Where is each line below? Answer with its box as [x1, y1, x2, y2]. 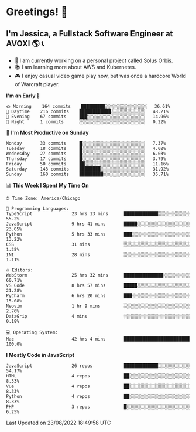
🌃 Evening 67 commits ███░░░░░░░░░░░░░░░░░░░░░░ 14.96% [6, 114, 169, 120]
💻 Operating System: [6, 329, 59, 335]
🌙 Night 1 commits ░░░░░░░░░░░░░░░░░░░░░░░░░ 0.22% [6, 119, 166, 125]
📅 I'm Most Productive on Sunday [6, 129, 89, 136]
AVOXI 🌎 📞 [6, 38, 44, 49]
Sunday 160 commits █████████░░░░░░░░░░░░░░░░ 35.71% [6, 171, 169, 177]
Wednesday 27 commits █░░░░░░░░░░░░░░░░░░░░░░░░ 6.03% [6, 151, 166, 157]
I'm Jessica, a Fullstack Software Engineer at [6, 29, 173, 39]
